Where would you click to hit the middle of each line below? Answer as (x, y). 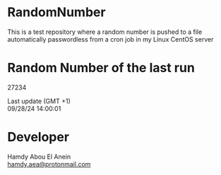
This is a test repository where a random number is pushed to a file (105, 32)
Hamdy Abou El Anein (39, 157)
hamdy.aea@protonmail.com (49, 164)
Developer (38, 137)
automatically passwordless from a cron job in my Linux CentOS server (110, 39)
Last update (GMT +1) (39, 101)
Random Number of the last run (101, 68)
